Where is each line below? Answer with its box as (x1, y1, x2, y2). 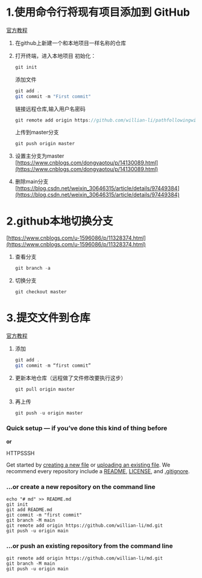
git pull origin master (14, 386, 75, 392)
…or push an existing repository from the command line (6, 541, 173, 550)
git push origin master (14, 141, 75, 147)
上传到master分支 (14, 129, 59, 136)
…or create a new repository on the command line (6, 482, 156, 491)
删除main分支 (14, 178, 49, 185)
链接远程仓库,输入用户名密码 (14, 105, 86, 112)
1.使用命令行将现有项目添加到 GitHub (6, 5, 190, 19)
